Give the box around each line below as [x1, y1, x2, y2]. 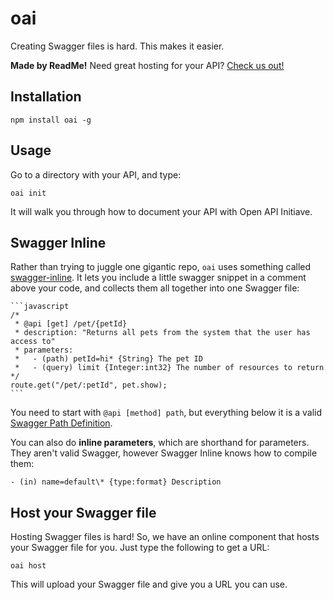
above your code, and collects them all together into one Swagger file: [10, 282, 300, 294]
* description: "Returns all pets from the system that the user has [14, 328, 311, 338]
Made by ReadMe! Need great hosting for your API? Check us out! [10, 59, 285, 71]
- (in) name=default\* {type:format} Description [10, 477, 222, 487]
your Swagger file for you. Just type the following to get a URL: [10, 542, 270, 554]
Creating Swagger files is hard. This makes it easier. [10, 40, 225, 52]
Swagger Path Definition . [10, 417, 113, 429]
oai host [10, 561, 47, 571]
